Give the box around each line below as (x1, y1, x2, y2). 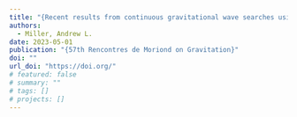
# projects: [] (9, 94, 65, 104)
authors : (9, 21, 42, 30)
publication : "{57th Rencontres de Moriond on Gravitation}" (9, 46, 240, 55)
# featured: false (9, 70, 77, 79)
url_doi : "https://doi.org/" (9, 62, 117, 71)
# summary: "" (9, 78, 62, 87)
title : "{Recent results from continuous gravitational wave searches (9, 12, 275, 22)
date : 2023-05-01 (9, 37, 73, 47)
